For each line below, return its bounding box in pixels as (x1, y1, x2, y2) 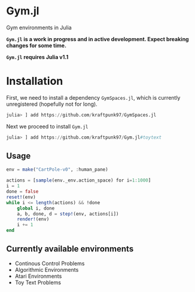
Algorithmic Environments (14, 266, 79, 273)
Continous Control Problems (14, 260, 85, 267)
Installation (6, 75, 63, 88)
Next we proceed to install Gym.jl (6, 122, 89, 130)
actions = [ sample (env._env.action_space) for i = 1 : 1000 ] (6, 177, 151, 183)
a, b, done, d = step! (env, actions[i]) (17, 211, 119, 217)
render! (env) (17, 216, 50, 222)
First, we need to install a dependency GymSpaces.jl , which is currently (6, 94, 181, 101)
